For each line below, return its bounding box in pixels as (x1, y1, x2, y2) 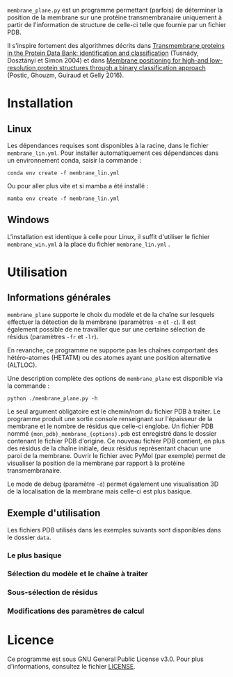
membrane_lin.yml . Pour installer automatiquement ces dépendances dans (7, 149, 219, 157)
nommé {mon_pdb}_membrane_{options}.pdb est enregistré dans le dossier (7, 429, 217, 437)
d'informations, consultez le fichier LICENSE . (7, 662, 136, 671)
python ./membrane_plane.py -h (7, 395, 98, 402)
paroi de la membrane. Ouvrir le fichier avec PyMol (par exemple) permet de (7, 451, 226, 459)
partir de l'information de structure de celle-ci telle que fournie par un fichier (7, 21, 227, 28)
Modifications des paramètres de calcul (7, 606, 145, 616)
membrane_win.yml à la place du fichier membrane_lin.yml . (7, 240, 170, 248)
